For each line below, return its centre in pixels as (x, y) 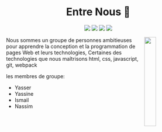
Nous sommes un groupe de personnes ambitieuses (69, 40)
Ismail (22, 100)
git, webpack (22, 65)
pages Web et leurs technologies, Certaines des (64, 53)
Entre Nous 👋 (98, 12)
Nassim (24, 106)
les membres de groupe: (36, 76)
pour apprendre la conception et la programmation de (71, 46)
